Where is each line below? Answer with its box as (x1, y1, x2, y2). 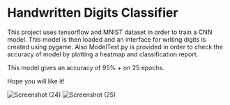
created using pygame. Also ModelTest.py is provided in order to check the (7, 42, 223, 51)
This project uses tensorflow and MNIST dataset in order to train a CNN (7, 28, 213, 36)
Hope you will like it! (7, 76, 65, 85)
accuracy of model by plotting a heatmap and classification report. (7, 50, 199, 58)
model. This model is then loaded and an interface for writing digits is (7, 35, 206, 43)
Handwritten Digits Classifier (7, 5, 178, 21)
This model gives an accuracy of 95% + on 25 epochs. (7, 63, 165, 72)
